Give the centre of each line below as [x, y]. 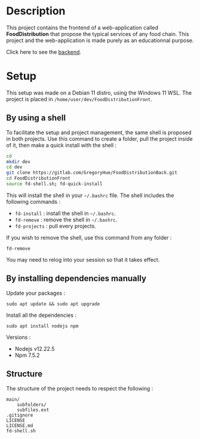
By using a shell [36, 118]
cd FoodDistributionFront [38, 178]
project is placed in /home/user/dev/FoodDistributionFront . [79, 99]
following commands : [33, 201]
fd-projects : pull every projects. [56, 226]
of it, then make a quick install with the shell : [61, 145]
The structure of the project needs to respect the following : [80, 388]
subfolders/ [32, 405]
